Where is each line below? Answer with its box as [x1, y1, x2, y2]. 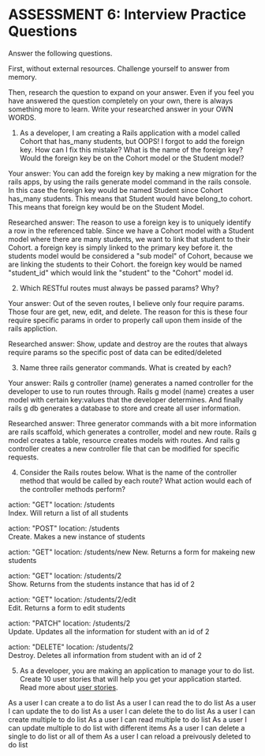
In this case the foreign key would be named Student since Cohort [8, 185, 223, 195]
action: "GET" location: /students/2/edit [8, 595, 136, 604]
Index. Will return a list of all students [8, 508, 129, 517]
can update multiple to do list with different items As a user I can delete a [8, 723, 245, 732]
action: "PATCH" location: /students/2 [8, 618, 131, 628]
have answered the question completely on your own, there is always [8, 96, 233, 105]
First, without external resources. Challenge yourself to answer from [8, 63, 230, 73]
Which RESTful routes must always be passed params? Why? [19, 283, 219, 293]
